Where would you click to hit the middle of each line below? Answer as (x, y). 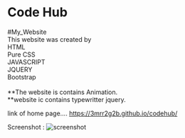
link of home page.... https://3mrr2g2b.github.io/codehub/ (92, 113)
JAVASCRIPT (26, 62)
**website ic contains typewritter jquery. (67, 99)
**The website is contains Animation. (63, 92)
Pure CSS (21, 54)
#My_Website (27, 32)
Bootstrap (22, 77)
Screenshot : (26, 127)
